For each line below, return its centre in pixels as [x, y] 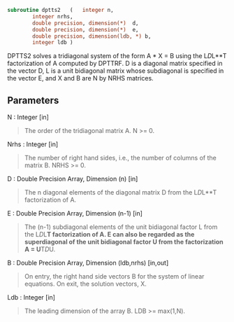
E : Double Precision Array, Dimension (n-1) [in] [75, 213]
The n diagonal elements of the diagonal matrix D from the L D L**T [120, 192]
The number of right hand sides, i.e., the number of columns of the [120, 158]
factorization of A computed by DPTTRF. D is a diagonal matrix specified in [115, 64]
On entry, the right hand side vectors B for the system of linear [114, 276]
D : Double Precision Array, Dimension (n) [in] [73, 179]
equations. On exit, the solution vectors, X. [85, 284]
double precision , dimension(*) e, [86, 29]
